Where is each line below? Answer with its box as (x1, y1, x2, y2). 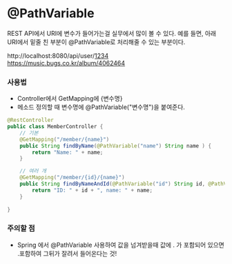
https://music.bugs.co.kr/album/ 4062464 (7, 59, 126, 67)
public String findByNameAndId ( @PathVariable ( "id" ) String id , (19, 181, 206, 187)
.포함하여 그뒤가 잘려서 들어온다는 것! (17, 249, 117, 257)
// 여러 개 (19, 167, 47, 174)
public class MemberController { (7, 123, 104, 130)
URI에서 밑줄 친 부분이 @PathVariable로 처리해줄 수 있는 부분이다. (7, 37, 186, 46)
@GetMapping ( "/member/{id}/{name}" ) (19, 174, 126, 181)
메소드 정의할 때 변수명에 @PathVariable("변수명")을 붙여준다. (17, 103, 185, 112)
